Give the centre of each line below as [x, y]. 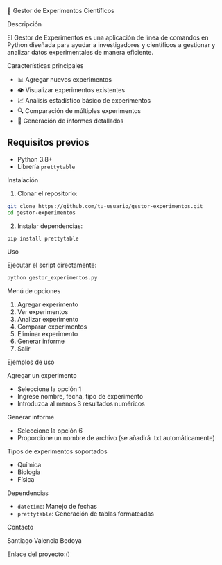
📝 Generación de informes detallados [70, 121]
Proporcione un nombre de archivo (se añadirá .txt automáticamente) [116, 438]
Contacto [20, 528]
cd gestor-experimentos [42, 212]
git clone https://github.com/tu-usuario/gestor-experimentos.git [105, 206]
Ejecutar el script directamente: [52, 265]
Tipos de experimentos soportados [57, 451]
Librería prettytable [46, 166]
